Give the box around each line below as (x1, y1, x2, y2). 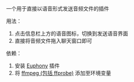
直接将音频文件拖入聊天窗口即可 (14, 37, 92, 44)
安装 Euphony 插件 (14, 62, 60, 69)
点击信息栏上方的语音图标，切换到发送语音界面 (14, 30, 128, 37)
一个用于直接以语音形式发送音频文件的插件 (6, 5, 109, 12)
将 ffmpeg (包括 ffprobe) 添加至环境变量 (14, 70, 112, 76)
